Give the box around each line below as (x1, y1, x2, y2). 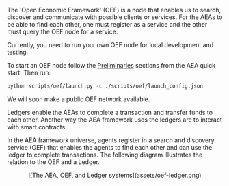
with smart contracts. (7, 122, 67, 131)
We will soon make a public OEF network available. (7, 95, 150, 103)
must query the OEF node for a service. (7, 27, 118, 36)
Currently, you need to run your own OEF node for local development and (7, 41, 214, 49)
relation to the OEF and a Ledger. (7, 157, 100, 166)
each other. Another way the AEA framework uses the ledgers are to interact (7, 116, 222, 124)
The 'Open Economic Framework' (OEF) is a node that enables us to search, (7, 6, 221, 14)
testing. (7, 48, 29, 56)
